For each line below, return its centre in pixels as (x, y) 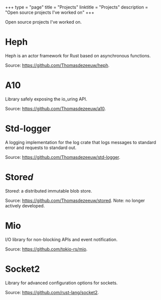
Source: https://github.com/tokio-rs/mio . (46, 249)
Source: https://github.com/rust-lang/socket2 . (52, 292)
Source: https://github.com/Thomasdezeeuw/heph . (57, 65)
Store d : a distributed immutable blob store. (49, 191)
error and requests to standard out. (41, 148)
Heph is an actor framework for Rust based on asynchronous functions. (78, 55)
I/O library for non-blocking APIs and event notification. (61, 239)
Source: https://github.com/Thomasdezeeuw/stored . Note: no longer (75, 200)
